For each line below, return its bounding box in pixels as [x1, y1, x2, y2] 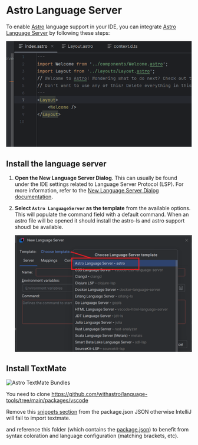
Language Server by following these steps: [6, 29, 110, 36]
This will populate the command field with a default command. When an [14, 211, 189, 218]
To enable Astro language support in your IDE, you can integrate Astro [6, 23, 177, 30]
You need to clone [6, 391, 51, 398]
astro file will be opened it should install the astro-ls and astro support [14, 217, 185, 224]
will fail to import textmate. [6, 414, 71, 422]
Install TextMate [6, 364, 67, 374]
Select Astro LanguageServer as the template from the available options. [14, 204, 191, 211]
